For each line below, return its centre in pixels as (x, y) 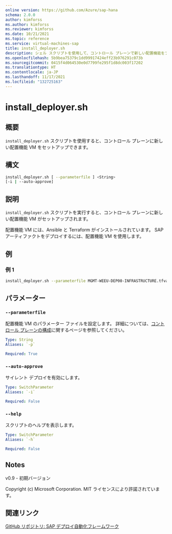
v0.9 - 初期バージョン (28, 478)
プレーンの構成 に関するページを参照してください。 (73, 330)
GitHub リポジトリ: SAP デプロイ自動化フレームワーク (62, 526)
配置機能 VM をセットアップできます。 (50, 147)
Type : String (19, 340)
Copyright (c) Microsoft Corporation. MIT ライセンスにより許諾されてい (80, 489)
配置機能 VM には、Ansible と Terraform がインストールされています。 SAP (84, 230)
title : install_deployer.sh (35, 48)
